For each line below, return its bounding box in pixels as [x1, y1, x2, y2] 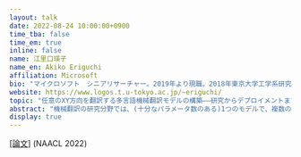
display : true [9, 112, 63, 121]
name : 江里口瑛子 [9, 54, 67, 63]
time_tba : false [9, 29, 70, 38]
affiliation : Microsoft [9, 71, 99, 80]
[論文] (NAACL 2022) [9, 138, 88, 149]
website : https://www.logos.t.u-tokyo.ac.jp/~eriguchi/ [9, 87, 222, 96]
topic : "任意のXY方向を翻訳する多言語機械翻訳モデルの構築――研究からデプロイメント [9, 95, 285, 105]
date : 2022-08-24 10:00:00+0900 [9, 21, 130, 30]
